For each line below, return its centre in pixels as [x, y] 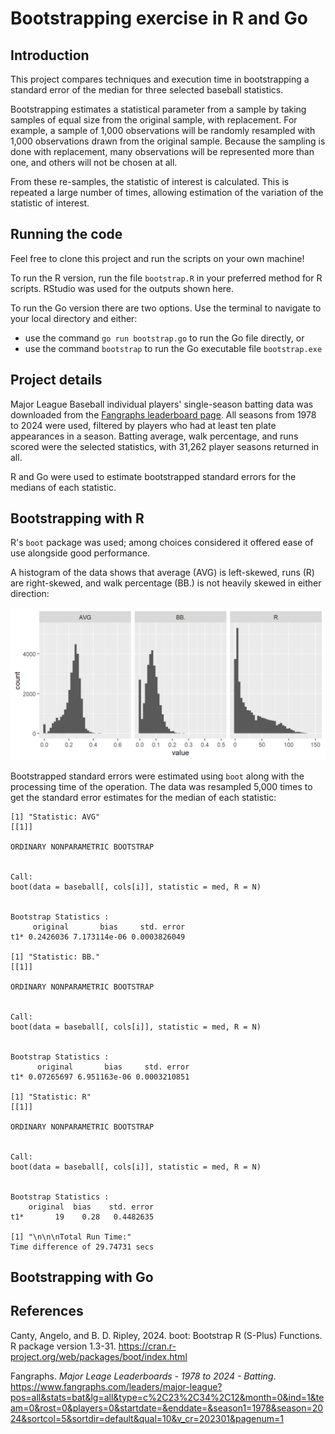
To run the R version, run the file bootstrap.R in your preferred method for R [166, 278]
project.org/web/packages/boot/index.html [99, 1356]
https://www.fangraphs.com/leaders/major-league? [116, 1386]
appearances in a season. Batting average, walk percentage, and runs [154, 436]
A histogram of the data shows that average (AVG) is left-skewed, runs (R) [162, 573]
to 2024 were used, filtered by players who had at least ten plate [143, 425]
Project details [56, 380]
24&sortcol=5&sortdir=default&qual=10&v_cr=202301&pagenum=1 [147, 1418]
